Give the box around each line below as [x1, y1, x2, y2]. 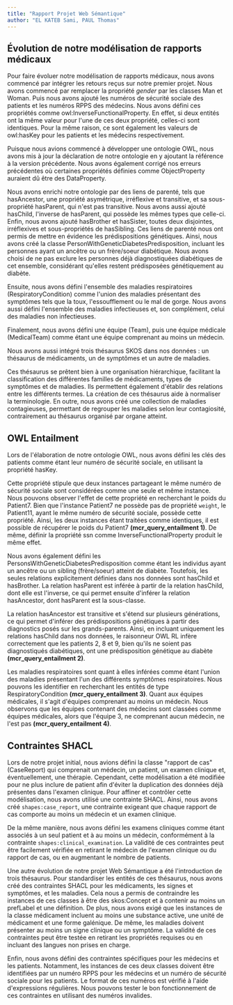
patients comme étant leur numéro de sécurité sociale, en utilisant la [7, 458, 203, 467]
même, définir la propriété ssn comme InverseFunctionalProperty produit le [7, 531, 223, 539]
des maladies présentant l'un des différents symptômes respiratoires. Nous [7, 675, 223, 684]
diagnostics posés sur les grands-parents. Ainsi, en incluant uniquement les [7, 624, 225, 633]
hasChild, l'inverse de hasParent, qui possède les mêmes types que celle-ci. [7, 210, 226, 218]
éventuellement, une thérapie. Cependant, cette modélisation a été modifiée [7, 773, 225, 781]
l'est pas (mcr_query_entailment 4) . [7, 719, 112, 728]
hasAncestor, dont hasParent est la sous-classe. [7, 597, 146, 605]
